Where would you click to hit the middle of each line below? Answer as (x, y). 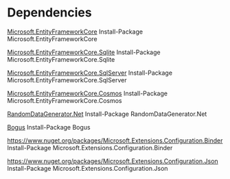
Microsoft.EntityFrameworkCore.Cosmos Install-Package (88, 93)
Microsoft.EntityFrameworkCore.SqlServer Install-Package (90, 73)
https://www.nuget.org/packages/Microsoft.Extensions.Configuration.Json (113, 161)
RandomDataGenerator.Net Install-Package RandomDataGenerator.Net (107, 114)
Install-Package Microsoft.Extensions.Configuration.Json (88, 168)
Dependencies (49, 13)
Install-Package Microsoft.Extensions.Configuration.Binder (90, 147)
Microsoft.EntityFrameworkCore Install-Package (75, 32)
